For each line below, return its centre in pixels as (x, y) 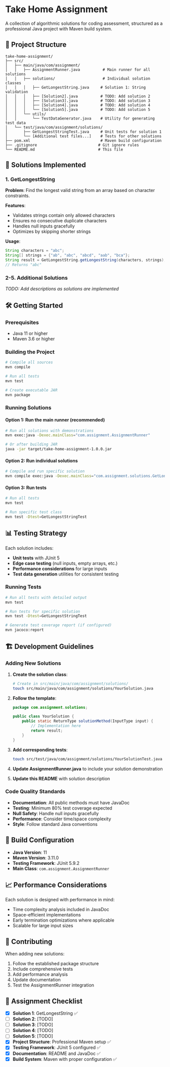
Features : (15, 206)
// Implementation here (56, 726)
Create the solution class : (40, 674)
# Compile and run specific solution (45, 471)
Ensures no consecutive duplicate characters (60, 221)
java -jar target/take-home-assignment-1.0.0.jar (59, 449)
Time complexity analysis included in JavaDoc (61, 909)
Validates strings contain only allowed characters (64, 215)
